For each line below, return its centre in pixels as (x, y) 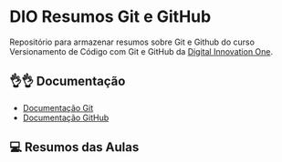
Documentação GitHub (66, 117)
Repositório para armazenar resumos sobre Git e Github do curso (132, 42)
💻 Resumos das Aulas (74, 147)
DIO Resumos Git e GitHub (110, 17)
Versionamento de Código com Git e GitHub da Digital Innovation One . (141, 51)
